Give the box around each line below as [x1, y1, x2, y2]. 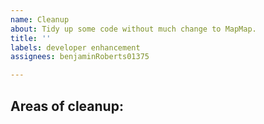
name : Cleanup [10, 14, 70, 25]
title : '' [10, 33, 52, 43]
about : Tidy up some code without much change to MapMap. [10, 24, 257, 34]
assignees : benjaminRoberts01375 [10, 52, 150, 62]
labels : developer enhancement [10, 42, 141, 53]
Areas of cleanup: [10, 97, 124, 115]
